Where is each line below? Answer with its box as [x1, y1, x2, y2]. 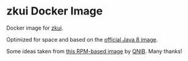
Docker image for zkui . [6, 24, 63, 31]
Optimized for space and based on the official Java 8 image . [6, 36, 158, 43]
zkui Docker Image [6, 4, 103, 18]
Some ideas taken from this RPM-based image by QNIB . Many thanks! [6, 47, 183, 55]
